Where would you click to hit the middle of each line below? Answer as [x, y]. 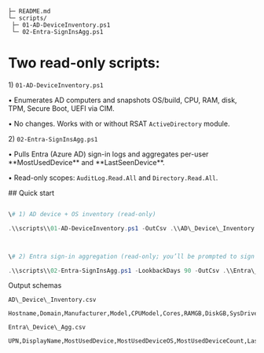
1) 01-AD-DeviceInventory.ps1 [56, 85]
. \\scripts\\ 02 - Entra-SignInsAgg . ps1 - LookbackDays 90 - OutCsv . [117, 270]
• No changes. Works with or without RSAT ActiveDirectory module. [119, 123]
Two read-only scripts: [84, 63]
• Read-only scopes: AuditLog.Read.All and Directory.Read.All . [113, 178]
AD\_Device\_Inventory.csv [52, 300]
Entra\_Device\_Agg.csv [47, 327]
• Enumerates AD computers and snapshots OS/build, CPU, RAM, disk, [123, 100]
